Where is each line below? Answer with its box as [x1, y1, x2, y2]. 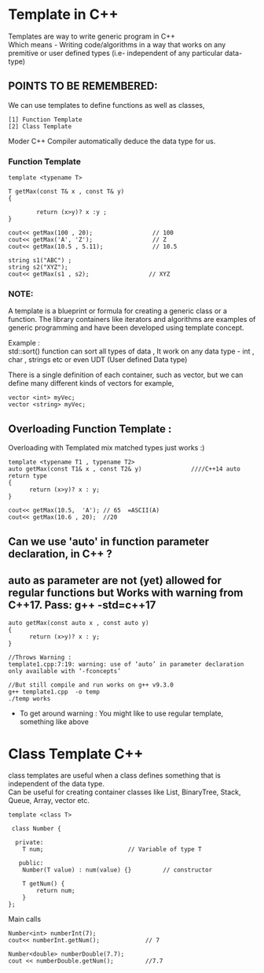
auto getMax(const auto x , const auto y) [8, 620, 149, 627]
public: [18, 860, 44, 868]
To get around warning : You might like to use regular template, [19, 708, 224, 718]
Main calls [8, 915, 42, 924]
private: [15, 838, 44, 847]
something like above [19, 717, 89, 727]
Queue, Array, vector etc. [8, 796, 90, 805]
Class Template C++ [8, 745, 144, 763]
